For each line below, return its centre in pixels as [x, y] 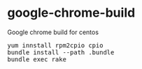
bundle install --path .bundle [61, 52]
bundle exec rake [37, 59]
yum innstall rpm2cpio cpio [55, 45]
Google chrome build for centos [53, 32]
